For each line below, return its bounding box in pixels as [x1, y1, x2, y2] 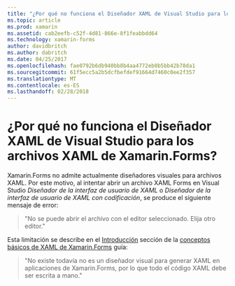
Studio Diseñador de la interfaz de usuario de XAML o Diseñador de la [7, 186, 211, 194]
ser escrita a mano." [24, 271, 83, 280]
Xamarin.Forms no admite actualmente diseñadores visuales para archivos [7, 171, 222, 180]
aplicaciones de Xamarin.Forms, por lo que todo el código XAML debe [24, 264, 227, 273]
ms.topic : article [7, 17, 61, 24]
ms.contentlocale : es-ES [7, 82, 80, 89]
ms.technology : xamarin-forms [7, 36, 96, 43]
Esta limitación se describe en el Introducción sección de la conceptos [7, 236, 211, 244]
